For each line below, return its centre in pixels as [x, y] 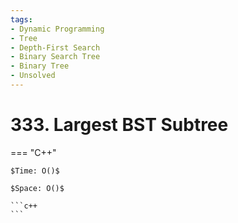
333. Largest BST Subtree [119, 125]
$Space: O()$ [37, 188]
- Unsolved [33, 76]
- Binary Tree [40, 66]
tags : [21, 19]
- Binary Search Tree [55, 57]
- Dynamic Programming [57, 29]
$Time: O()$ [35, 171]
